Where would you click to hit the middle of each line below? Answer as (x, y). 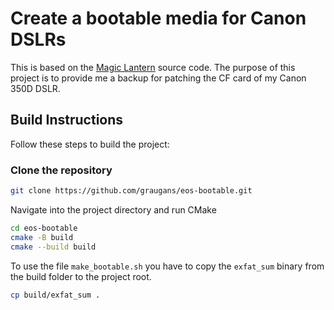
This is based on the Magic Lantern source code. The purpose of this (153, 67)
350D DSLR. (35, 88)
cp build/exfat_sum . (55, 295)
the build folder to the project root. (81, 276)
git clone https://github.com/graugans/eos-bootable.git (131, 191)
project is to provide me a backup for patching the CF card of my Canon (158, 78)
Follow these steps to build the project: (90, 144)
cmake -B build (42, 237)
